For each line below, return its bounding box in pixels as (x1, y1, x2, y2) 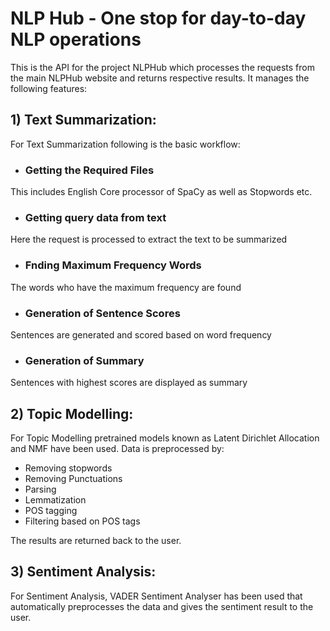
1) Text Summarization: (10, 112, 157, 129)
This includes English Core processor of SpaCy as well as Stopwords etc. (10, 186, 313, 198)
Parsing (24, 483, 57, 496)
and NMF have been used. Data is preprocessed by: (10, 443, 225, 455)
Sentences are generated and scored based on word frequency (10, 328, 272, 341)
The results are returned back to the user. (10, 535, 182, 547)
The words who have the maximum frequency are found (10, 281, 242, 293)
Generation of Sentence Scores (24, 306, 181, 320)
